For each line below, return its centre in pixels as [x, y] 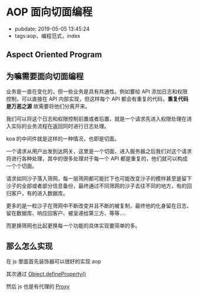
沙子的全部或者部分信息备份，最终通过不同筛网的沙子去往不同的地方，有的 [96, 186]
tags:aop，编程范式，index [47, 35]
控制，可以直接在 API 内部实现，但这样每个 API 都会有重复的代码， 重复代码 [97, 99]
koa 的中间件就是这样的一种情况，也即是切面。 [63, 139]
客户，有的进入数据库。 [39, 193]
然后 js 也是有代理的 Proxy [38, 286]
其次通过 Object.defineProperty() [46, 274]
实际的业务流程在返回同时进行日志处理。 [60, 126]
